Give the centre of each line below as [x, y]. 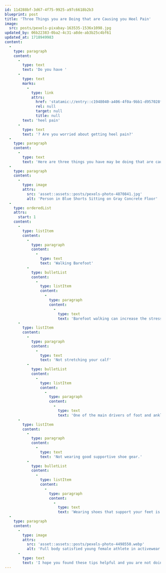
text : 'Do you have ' [45, 70]
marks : [29, 83]
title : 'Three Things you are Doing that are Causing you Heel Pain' [78, 19]
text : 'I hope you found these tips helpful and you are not [87, 563]
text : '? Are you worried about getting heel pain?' [78, 134]
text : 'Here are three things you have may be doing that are [88, 162]
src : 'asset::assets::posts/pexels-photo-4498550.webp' [85, 544]
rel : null [46, 107]
